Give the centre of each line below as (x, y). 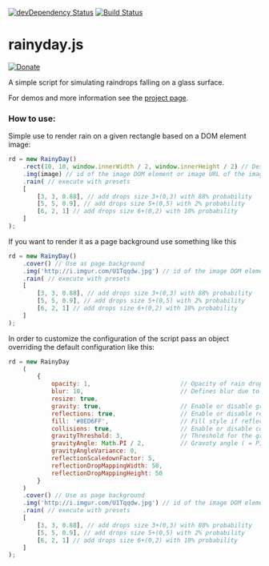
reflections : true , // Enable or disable (151, 413)
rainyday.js (46, 45)
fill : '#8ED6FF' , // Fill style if (145, 421)
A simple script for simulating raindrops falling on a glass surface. (116, 82)
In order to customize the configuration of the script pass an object (119, 338)
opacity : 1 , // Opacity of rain (148, 384)
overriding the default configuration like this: (81, 347)
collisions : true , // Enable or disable (151, 428)
